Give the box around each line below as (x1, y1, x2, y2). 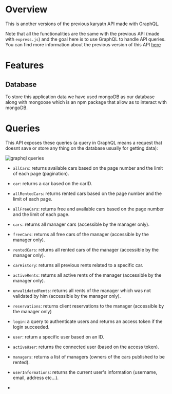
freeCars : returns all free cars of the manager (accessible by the (12, 231, 149, 237)
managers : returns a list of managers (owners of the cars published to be (12, 353, 165, 360)
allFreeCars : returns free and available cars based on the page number (12, 206, 164, 212)
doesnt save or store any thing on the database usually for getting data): (5, 145, 158, 151)
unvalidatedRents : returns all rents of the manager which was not (12, 287, 151, 294)
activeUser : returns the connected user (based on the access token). (12, 344, 159, 350)
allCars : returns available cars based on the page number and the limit (12, 165, 163, 171)
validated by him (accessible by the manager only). (12, 293, 121, 299)
